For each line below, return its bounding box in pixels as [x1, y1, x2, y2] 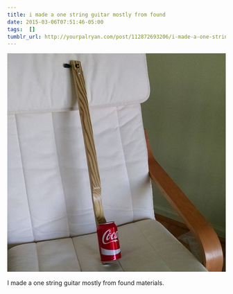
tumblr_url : [7, 33, 42, 40]
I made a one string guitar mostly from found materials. [7, 279, 164, 287]
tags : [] [7, 26, 36, 33]
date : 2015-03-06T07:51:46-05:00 [7, 18, 104, 26]
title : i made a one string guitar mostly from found [7, 11, 166, 18]
